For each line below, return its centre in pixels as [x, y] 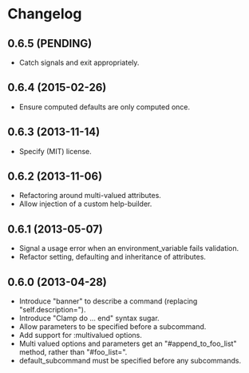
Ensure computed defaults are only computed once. [105, 107]
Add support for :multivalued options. [81, 335]
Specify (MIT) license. [55, 151]
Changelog [45, 14]
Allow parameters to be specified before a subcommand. [113, 327]
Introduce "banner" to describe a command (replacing [108, 301]
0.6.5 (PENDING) [50, 44]
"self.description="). [52, 310]
